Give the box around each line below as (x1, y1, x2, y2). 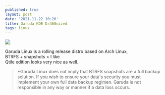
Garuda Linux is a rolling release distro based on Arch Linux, (5, 48, 128, 54)
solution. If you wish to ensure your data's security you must (17, 74, 141, 80)
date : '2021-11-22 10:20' (5, 16, 58, 21)
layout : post (5, 12, 32, 17)
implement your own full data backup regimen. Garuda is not (17, 79, 141, 85)
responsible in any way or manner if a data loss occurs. (17, 85, 130, 91)
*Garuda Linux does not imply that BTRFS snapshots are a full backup (17, 69, 161, 75)
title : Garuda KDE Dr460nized (5, 21, 68, 26)
